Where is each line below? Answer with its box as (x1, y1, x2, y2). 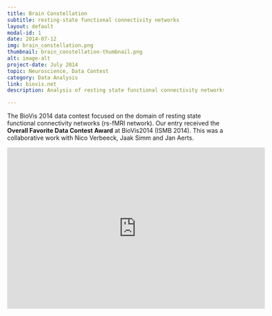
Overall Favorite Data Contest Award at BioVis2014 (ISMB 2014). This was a (7, 127, 223, 135)
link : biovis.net (7, 81, 57, 87)
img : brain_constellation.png (7, 42, 94, 49)
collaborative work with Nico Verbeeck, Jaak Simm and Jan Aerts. (7, 134, 194, 142)
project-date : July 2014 (7, 61, 78, 68)
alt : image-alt (7, 55, 51, 62)
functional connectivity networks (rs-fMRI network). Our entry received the (7, 119, 220, 127)
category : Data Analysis (7, 74, 78, 81)
